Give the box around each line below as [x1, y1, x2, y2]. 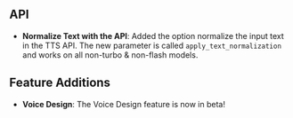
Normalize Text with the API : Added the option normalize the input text [21, 30, 285, 41]
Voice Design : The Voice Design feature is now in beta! [21, 98, 225, 109]
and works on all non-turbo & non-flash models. [21, 49, 199, 60]
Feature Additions [9, 75, 111, 90]
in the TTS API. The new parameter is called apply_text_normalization [21, 40, 282, 51]
